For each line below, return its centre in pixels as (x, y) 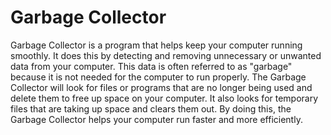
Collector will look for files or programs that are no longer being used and (161, 87)
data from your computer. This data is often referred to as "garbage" (151, 66)
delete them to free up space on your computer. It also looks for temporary (164, 98)
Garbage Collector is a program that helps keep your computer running (156, 45)
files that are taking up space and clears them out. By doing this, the (151, 108)
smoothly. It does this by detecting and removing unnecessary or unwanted (166, 55)
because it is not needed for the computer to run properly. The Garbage (158, 77)
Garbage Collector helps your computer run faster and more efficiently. (156, 119)
